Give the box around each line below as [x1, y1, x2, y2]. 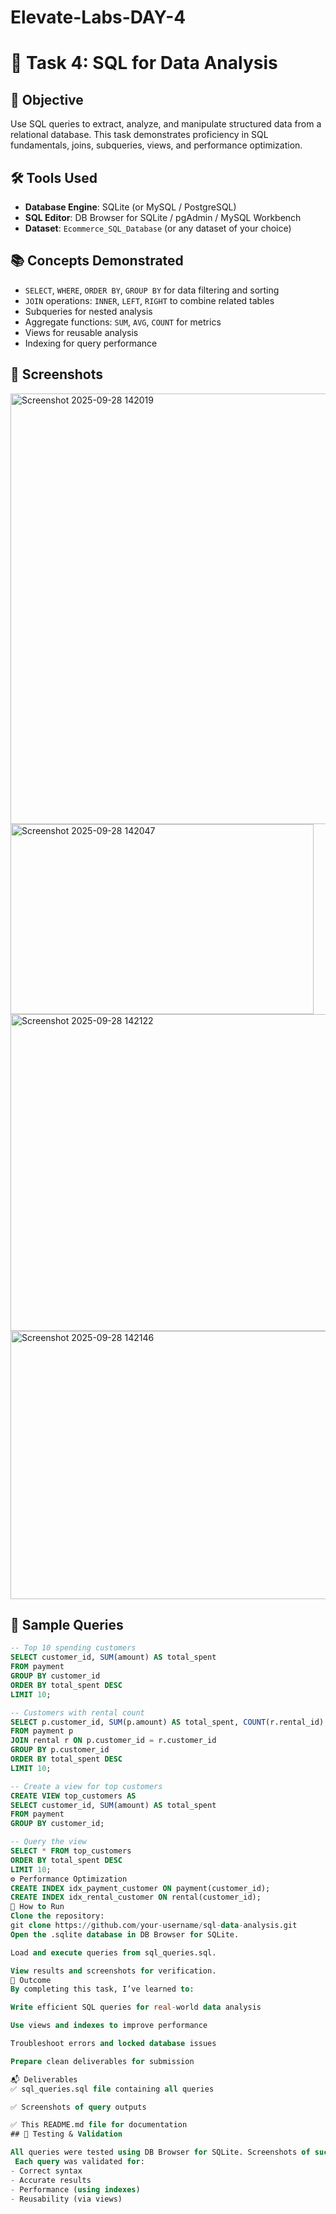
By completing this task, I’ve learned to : [10, 1984, 195, 1995]
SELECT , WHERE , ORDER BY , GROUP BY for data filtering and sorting [24, 284, 280, 296]
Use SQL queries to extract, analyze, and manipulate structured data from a [10, 118, 322, 130]
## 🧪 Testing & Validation [10, 2129, 123, 2140]
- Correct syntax [10, 2166, 83, 2176]
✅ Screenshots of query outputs [10, 2102, 147, 2112]
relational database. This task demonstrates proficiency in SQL [10, 129, 269, 141]
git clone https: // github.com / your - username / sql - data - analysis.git [10, 1921, 298, 1931]
